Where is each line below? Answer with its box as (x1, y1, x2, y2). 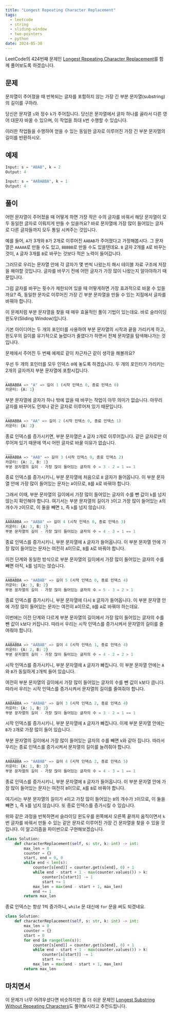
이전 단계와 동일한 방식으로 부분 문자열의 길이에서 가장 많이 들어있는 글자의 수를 (5, 556, 164, 562)
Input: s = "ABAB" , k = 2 (5, 165, 61, 170)
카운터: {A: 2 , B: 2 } (5, 647, 49, 653)
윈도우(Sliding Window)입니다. (5, 315, 68, 321)
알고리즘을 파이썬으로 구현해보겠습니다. (25, 826, 104, 832)
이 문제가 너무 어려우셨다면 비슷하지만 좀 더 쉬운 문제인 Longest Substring (5, 997, 155, 1003)
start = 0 (24, 933, 45, 938)
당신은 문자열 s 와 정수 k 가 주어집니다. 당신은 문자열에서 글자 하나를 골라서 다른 (5, 110, 162, 117)
